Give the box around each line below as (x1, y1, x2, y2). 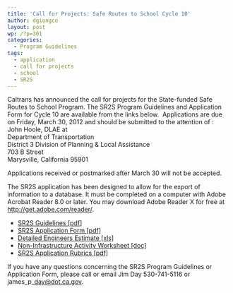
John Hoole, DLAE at (7, 125, 68, 134)
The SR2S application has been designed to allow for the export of (7, 183, 201, 191)
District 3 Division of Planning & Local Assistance (7, 140, 150, 149)
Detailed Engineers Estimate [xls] (17, 234, 114, 242)
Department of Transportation (7, 133, 95, 141)
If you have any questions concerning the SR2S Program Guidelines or (7, 263, 213, 271)
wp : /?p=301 (7, 30, 42, 37)
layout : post (7, 23, 46, 30)
